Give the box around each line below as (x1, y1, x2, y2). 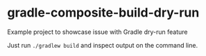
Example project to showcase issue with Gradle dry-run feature (7, 28, 188, 36)
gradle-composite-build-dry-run (7, 5, 200, 21)
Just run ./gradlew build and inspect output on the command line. (7, 41, 198, 49)
